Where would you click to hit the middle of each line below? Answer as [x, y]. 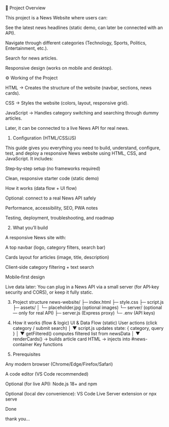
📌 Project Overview [25, 8]
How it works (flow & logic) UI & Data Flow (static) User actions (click [85, 323]
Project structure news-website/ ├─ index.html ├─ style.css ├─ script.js [88, 302]
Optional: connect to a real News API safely [51, 198]
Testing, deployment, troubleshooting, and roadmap [60, 218]
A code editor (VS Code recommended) [47, 374]
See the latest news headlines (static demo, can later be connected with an [84, 27]
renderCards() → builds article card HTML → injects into [72, 339]
